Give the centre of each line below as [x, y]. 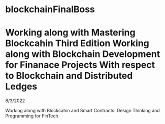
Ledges [21, 87]
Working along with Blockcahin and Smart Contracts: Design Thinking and [82, 111]
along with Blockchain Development [83, 54]
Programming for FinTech [32, 116]
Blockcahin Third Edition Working [77, 43]
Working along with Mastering [70, 33]
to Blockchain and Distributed [69, 76]
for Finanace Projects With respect [80, 65]
